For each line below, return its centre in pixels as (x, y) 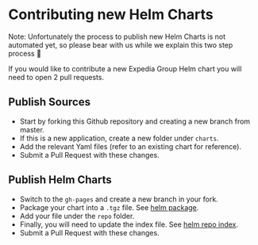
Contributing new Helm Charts (111, 15)
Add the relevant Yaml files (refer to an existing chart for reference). (131, 146)
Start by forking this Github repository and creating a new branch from (135, 121)
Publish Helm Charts (60, 180)
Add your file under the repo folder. (77, 216)
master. (32, 129)
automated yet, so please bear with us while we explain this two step (121, 44)
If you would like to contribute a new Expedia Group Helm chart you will (125, 68)
